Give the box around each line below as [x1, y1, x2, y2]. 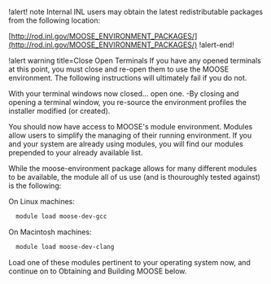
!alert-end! [199, 40, 234, 50]
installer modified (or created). [8, 106, 111, 116]
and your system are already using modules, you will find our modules [8, 139, 244, 149]
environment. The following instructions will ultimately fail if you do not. [8, 73, 247, 82]
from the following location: [8, 15, 100, 25]
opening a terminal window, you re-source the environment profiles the [8, 98, 247, 107]
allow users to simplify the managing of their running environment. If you [8, 130, 252, 140]
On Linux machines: [8, 197, 75, 206]
